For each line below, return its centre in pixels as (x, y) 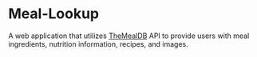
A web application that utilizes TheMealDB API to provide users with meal (129, 36)
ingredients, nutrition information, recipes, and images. (99, 44)
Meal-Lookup (54, 14)
